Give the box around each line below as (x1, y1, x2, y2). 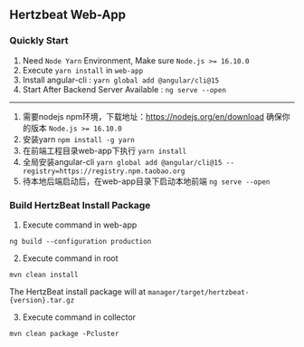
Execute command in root (22, 253, 119, 264)
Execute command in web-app (22, 219, 138, 230)
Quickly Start (9, 34, 70, 47)
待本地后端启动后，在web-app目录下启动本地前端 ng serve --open (22, 176, 271, 187)
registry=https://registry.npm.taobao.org (22, 167, 185, 176)
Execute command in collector (22, 312, 137, 323)
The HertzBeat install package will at (9, 285, 147, 297)
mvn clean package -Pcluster (9, 329, 119, 338)
